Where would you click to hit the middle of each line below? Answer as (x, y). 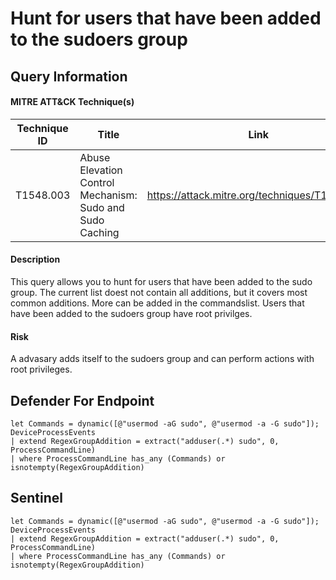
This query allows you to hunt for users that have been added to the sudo (161, 281)
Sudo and (102, 207)
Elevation (101, 170)
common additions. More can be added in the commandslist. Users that (157, 303)
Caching (99, 232)
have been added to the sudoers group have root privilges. (131, 313)
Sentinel (36, 498)
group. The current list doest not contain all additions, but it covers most (159, 292)
